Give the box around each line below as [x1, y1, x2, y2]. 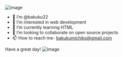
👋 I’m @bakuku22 [12, 14, 48, 19]
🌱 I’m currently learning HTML [12, 24, 73, 30]
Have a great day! [5, 46, 41, 52]
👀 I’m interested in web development [12, 19, 87, 25]
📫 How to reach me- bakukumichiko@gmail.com [12, 35, 112, 41]
